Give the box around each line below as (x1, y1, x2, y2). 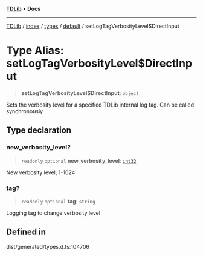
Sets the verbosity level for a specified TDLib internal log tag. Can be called (6, 101, 195, 108)
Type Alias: (6, 44, 65, 57)
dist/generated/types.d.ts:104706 (6, 243, 89, 250)
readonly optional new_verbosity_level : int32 (21, 157, 137, 164)
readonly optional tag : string (21, 197, 95, 205)
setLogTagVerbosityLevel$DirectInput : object (21, 89, 139, 96)
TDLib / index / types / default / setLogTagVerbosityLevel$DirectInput (6, 22, 179, 30)
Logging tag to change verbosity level (6, 209, 101, 217)
